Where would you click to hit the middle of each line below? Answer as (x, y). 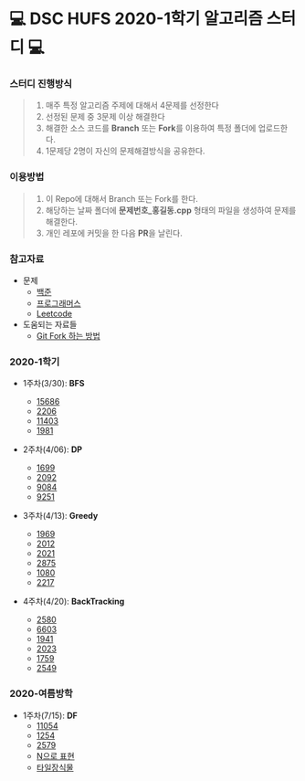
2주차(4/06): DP (53, 449)
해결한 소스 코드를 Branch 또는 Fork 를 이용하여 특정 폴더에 (151, 128)
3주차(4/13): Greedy (60, 516)
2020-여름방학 (41, 693)
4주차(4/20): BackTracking (74, 602)
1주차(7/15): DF (50, 715)
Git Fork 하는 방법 (68, 336)
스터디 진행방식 (41, 84)
